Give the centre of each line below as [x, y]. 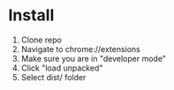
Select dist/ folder [53, 77]
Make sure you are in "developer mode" [94, 58]
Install [31, 15]
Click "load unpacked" [62, 68]
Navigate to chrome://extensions [80, 49]
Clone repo [42, 40]
